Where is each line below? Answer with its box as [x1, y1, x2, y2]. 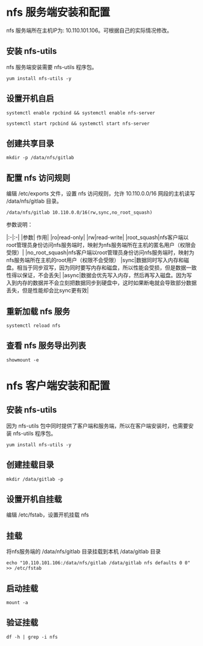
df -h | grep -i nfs [6, 634, 59, 640]
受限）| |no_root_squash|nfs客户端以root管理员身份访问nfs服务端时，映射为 [6, 249, 195, 256]
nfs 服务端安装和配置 [6, 5, 111, 19]
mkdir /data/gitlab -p [6, 476, 63, 482]
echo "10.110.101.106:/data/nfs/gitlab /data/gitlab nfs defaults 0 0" [6, 560, 190, 566]
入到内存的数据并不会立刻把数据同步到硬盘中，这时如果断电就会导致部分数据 [6, 279, 197, 286]
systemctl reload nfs [6, 323, 61, 329]
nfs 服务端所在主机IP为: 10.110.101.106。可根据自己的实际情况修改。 [6, 27, 173, 34]
